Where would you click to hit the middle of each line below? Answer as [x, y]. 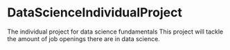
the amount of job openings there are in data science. [84, 38]
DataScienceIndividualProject [95, 13]
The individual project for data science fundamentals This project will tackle [115, 32]
